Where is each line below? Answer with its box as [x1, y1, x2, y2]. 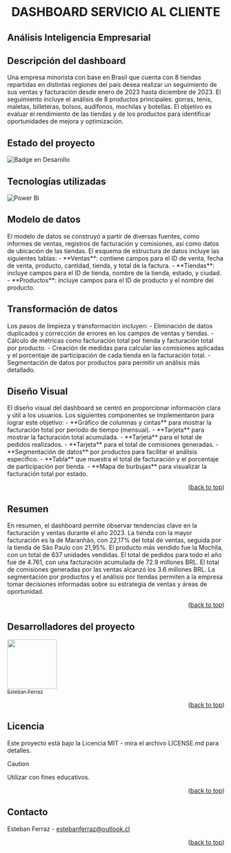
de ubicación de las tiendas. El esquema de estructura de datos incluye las [7, 246, 219, 255]
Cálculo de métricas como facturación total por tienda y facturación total [7, 336, 214, 345]
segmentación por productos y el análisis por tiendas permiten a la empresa [7, 573, 223, 581]
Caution [7, 759, 30, 767]
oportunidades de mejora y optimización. [7, 117, 124, 126]
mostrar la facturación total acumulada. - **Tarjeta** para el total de [7, 433, 202, 441]
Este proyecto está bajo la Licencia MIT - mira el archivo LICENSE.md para [7, 739, 219, 747]
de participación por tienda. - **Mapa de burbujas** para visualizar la [7, 463, 207, 471]
